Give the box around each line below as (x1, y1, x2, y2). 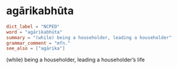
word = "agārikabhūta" (6, 29, 63, 35)
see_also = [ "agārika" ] (6, 45, 66, 51)
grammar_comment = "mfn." (6, 40, 70, 46)
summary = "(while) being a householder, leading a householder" (6, 34, 172, 41)
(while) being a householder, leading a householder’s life (6, 56, 145, 63)
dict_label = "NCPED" (6, 24, 60, 29)
